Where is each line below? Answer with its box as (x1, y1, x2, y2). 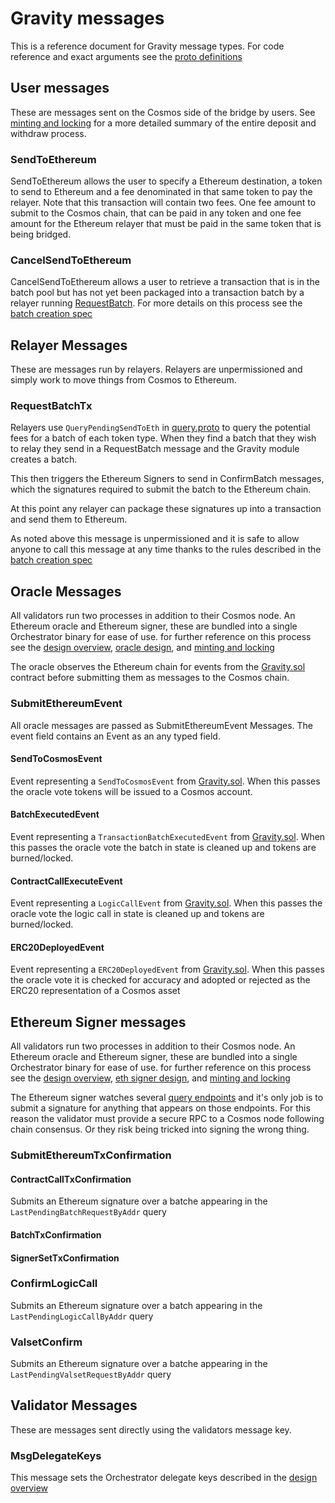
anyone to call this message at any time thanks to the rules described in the (10, 543, 322, 556)
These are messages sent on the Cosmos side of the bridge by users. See (10, 106, 316, 118)
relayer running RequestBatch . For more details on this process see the (10, 297, 303, 309)
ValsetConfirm (10, 1335, 83, 1349)
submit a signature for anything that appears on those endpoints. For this (10, 1102, 311, 1114)
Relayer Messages (10, 337, 128, 354)
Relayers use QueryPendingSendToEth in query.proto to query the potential (10, 422, 311, 434)
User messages (10, 80, 110, 97)
